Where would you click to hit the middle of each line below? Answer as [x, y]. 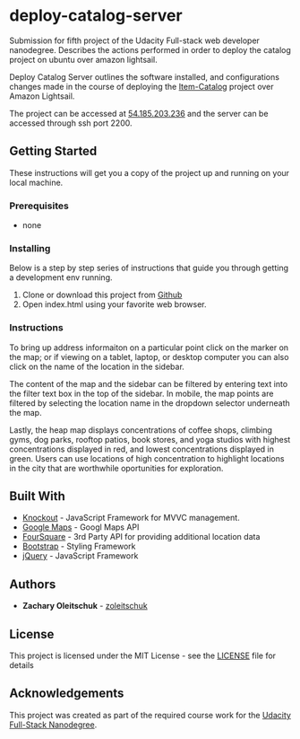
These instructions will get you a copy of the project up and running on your [149, 172]
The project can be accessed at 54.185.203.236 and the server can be [139, 113]
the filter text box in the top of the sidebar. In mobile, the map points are [141, 393]
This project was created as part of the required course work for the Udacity [150, 715]
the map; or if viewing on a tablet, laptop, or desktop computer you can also [149, 356]
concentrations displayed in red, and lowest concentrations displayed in [142, 449]
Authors [33, 584]
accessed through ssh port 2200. [71, 123]
